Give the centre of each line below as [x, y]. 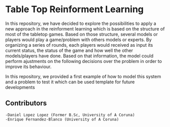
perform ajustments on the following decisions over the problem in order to [84, 61]
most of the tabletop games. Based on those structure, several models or [82, 34]
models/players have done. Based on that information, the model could [79, 56]
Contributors [26, 103]
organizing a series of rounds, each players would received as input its [79, 45]
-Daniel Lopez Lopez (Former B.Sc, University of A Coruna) [70, 115]
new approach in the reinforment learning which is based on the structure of [85, 28]
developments [20, 87]
